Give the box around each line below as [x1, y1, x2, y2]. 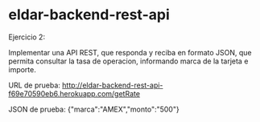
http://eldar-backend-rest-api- [61, 80, 163, 90]
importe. [8, 64, 36, 74]
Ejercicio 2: [8, 32, 46, 42]
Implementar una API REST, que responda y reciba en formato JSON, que [8, 47, 252, 57]
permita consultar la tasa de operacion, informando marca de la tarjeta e [8, 56, 249, 66]
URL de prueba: [8, 80, 60, 90]
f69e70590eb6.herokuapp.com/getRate [8, 88, 141, 98]
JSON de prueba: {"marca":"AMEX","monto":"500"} [8, 104, 180, 114]
